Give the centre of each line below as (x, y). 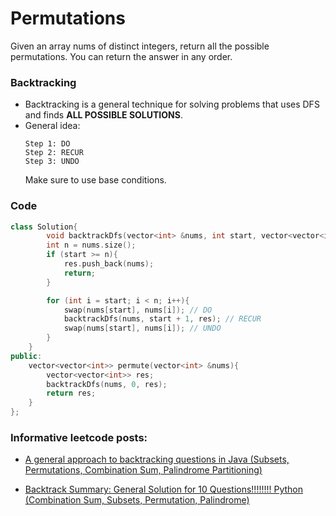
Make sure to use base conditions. (95, 180)
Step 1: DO (47, 144)
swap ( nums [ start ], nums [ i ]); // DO (138, 310)
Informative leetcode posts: (79, 437)
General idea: (52, 126)
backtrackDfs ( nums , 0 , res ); (107, 384)
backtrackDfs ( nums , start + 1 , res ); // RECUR (162, 319)
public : (26, 356)
